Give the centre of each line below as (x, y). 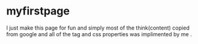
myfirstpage (38, 11)
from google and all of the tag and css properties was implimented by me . (99, 34)
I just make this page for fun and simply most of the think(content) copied (98, 28)
